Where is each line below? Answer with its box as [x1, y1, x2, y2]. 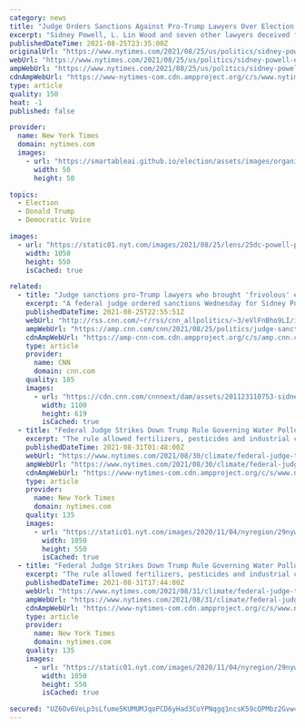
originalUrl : [9, 47, 59, 56]
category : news [9, 13, 67, 23]
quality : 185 [25, 375, 75, 384]
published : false [9, 106, 75, 116]
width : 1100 [42, 400, 88, 409]
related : [9, 282, 43, 291]
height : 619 [42, 409, 88, 419]
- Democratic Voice [17, 216, 92, 225]
